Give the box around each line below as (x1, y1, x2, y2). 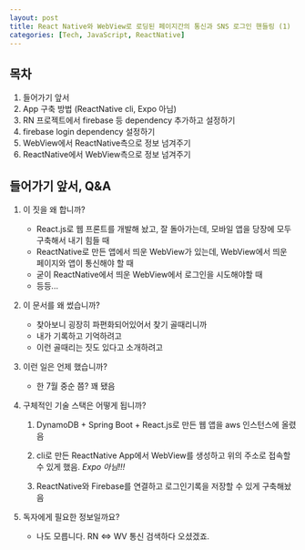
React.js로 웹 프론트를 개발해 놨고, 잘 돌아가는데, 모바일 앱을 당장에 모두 (36, 224, 292, 234)
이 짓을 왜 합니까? (22, 204, 86, 215)
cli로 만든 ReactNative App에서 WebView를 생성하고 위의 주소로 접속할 (36, 450, 291, 461)
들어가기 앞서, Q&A (9, 178, 112, 194)
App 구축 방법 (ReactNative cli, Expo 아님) (22, 104, 178, 115)
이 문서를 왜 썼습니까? (22, 300, 100, 311)
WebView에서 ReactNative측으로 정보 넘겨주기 (22, 137, 191, 148)
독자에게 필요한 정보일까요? (22, 512, 120, 522)
